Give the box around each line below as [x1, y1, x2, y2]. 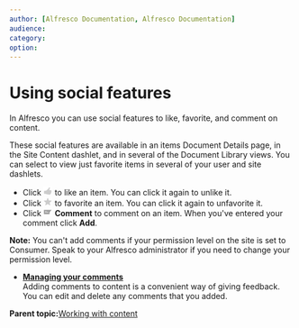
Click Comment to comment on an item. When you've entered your [22, 208, 284, 219]
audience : [9, 23, 47, 33]
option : [9, 43, 39, 52]
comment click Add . [22, 217, 97, 229]
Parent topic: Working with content [9, 308, 138, 319]
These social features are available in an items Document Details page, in [9, 140, 281, 150]
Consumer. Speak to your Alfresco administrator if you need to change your [9, 244, 291, 256]
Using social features [9, 83, 172, 104]
